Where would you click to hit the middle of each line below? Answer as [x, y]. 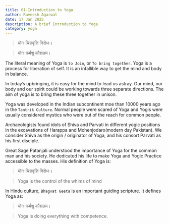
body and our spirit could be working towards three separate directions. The [84, 89]
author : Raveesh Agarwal [31, 15]
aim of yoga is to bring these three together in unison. [61, 94]
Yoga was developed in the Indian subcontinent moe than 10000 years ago [83, 104]
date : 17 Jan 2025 [24, 19]
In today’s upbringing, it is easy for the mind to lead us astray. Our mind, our [84, 84]
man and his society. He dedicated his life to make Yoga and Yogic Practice [83, 156]
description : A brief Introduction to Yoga [52, 24]
